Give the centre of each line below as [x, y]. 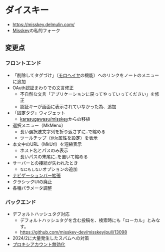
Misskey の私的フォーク [36, 30]
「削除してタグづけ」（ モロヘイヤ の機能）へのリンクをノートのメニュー [85, 75]
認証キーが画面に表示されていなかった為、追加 [68, 106]
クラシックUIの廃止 [32, 181]
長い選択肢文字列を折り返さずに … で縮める [63, 131]
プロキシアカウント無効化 [39, 244]
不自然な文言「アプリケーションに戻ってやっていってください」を [87, 94]
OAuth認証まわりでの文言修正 [43, 88]
